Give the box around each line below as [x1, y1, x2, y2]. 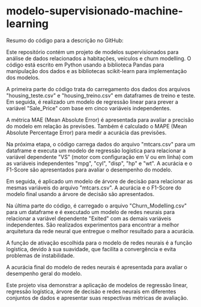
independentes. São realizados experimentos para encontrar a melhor [6, 221, 179, 228]
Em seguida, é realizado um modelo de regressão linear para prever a [6, 98, 179, 106]
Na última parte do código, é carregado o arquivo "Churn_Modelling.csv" [6, 202, 187, 209]
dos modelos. [6, 74, 40, 81]
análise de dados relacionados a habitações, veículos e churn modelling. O [6, 55, 191, 62]
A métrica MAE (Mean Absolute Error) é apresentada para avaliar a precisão [6, 116, 194, 124]
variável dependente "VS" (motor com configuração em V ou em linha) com [6, 153, 193, 160]
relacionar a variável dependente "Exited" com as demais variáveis [6, 215, 172, 222]
